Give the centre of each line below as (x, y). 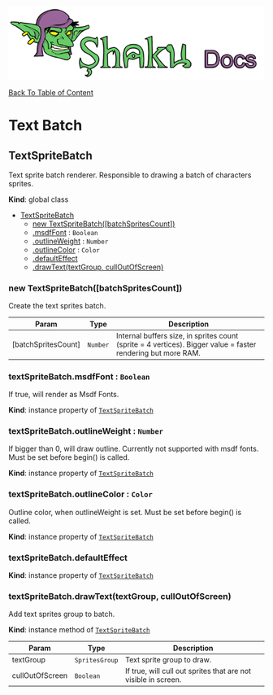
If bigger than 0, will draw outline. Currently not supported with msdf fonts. (134, 449)
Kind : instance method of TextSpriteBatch (79, 630)
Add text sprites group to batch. (62, 614)
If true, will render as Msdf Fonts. (64, 395)
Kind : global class (39, 199)
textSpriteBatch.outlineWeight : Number (86, 431)
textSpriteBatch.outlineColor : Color (80, 494)
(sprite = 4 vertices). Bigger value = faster (186, 344)
